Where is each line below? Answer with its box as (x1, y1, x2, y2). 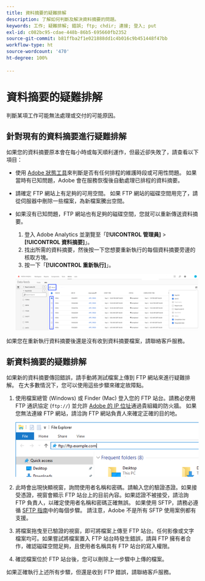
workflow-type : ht (6, 42, 53, 48)
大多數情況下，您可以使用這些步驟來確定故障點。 (23, 381, 147, 389)
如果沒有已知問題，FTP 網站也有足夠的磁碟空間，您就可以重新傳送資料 (15, 211, 193, 218)
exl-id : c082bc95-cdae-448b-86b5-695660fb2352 (6, 29, 127, 35)
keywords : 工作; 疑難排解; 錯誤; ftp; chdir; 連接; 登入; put (6, 23, 157, 29)
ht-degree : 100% (6, 55, 48, 61)
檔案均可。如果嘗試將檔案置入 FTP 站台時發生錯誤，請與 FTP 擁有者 (15, 535, 186, 543)
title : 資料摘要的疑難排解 (6, 10, 67, 16)
